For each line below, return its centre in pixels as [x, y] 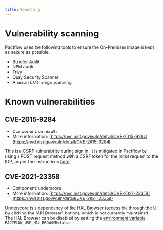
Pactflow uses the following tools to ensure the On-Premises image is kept [80, 47]
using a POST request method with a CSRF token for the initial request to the [82, 156]
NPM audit [23, 66]
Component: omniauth [35, 131]
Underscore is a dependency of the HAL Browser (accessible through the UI [81, 208]
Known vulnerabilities [50, 102]
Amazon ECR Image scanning [42, 82]
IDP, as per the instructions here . [38, 161]
